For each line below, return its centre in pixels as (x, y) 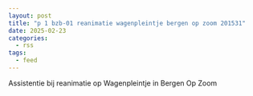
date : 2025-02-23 (37, 30)
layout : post (30, 16)
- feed (27, 61)
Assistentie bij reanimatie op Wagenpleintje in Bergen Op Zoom (113, 83)
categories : (28, 38)
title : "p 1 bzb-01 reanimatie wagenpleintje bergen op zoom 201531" (127, 23)
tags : (17, 53)
